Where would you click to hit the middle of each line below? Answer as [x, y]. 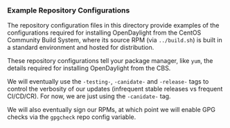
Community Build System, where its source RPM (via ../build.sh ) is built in [115, 40]
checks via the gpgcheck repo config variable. [72, 117]
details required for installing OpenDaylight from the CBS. [89, 68]
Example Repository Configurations [69, 10]
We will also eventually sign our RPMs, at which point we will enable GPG [112, 110]
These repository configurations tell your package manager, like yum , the [110, 61]
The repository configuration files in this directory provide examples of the [113, 26]
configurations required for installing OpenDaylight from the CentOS [104, 33]
